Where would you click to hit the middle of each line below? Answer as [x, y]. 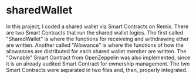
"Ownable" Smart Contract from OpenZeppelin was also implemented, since [98, 57]
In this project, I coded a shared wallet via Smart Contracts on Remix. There [97, 26]
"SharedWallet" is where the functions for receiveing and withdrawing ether [97, 39]
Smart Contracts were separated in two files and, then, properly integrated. [97, 70]
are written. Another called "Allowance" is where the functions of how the [95, 45]
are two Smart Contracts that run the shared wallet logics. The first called [95, 32]
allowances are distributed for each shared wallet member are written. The [96, 51]
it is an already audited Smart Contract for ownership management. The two [98, 63]
